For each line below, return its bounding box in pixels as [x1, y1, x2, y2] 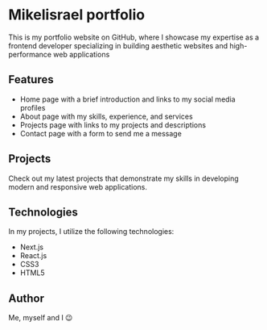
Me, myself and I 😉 [8, 313, 73, 323]
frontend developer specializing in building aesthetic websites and [8, 40, 228, 50]
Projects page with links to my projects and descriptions [19, 119, 207, 130]
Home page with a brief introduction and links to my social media [19, 94, 236, 104]
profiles [19, 102, 46, 112]
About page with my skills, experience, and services [19, 111, 193, 121]
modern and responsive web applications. [8, 182, 147, 191]
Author [8, 291, 44, 305]
